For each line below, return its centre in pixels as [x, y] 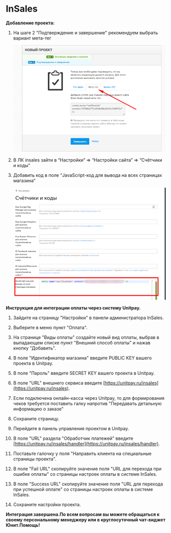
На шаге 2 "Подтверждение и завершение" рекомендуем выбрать [85, 32]
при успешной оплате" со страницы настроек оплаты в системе [83, 489]
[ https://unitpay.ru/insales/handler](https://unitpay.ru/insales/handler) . [87, 444]
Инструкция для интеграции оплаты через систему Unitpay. [73, 308]
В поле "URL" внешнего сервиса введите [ [59, 383]
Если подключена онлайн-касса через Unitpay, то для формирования [89, 398]
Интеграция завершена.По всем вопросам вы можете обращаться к [83, 514]
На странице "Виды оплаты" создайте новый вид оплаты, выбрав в [86, 337]
